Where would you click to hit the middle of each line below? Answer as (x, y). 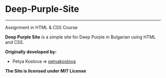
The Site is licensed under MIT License (46, 71)
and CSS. (15, 42)
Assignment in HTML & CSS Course (41, 27)
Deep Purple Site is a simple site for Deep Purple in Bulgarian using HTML (81, 37)
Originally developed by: (31, 52)
